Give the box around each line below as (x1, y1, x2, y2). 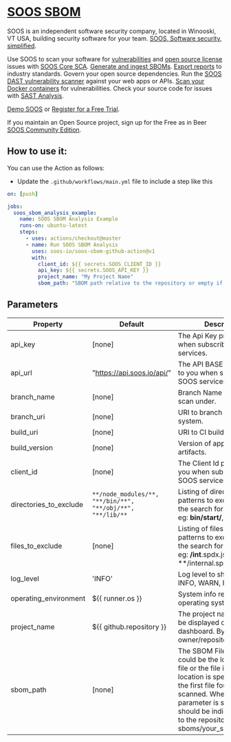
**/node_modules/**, (91, 490, 159, 498)
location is (177, 672, 212, 681)
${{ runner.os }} (91, 593, 142, 603)
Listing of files (177, 524, 223, 533)
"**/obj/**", (91, 504, 135, 512)
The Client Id (177, 458, 219, 468)
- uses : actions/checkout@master (25, 235, 122, 242)
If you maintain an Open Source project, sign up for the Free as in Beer (7, 118, 207, 126)
